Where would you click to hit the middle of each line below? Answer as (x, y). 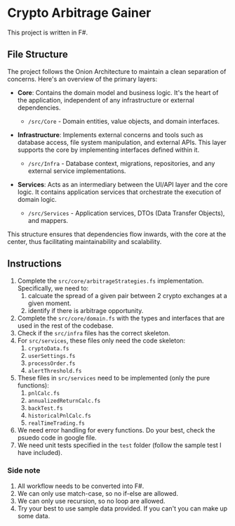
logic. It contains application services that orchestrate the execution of (119, 192)
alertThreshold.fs (55, 371)
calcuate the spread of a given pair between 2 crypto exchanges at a (128, 295)
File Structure (38, 54)
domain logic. (37, 199)
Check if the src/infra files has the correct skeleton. (94, 333)
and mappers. (48, 220)
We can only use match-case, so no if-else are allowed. (98, 493)
